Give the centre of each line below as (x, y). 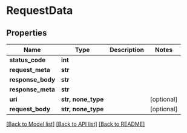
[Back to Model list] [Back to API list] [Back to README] (76, 124)
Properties (27, 33)
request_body (30, 109)
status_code (28, 60)
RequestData (40, 11)
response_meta (32, 89)
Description (127, 50)
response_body (32, 79)
